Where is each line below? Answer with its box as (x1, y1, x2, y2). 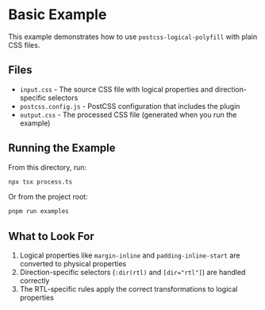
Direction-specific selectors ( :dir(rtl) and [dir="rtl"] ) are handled (19, 268, 246, 277)
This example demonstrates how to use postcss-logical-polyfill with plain (8, 32, 258, 41)
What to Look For (8, 229, 94, 243)
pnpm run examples (8, 207, 69, 215)
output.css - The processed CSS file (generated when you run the (19, 110, 237, 119)
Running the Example (8, 141, 117, 155)
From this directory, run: (8, 162, 87, 172)
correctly (19, 276, 50, 285)
